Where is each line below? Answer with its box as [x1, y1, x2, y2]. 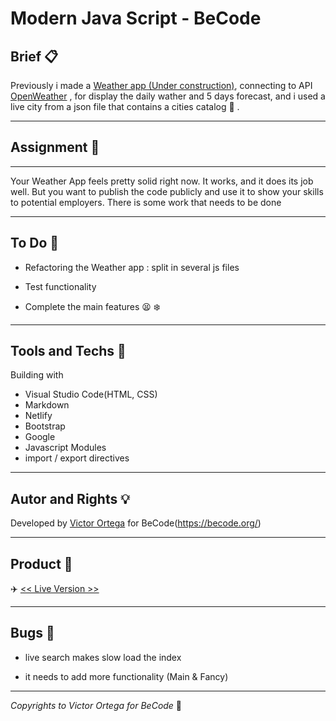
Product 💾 [10, 555, 73, 572]
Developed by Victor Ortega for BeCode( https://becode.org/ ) [10, 517, 262, 529]
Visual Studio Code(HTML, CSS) [24, 388, 158, 401]
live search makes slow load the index [24, 651, 182, 663]
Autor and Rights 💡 [10, 490, 130, 507]
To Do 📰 [10, 235, 60, 252]
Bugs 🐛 [10, 625, 55, 642]
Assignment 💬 [10, 139, 100, 156]
